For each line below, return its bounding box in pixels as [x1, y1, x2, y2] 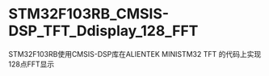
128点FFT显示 [8, 59, 55, 69]
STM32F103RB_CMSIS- [8, 5, 170, 23]
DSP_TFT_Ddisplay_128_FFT [8, 22, 199, 40]
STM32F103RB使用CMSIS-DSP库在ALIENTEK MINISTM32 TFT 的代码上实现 [8, 49, 262, 58]
